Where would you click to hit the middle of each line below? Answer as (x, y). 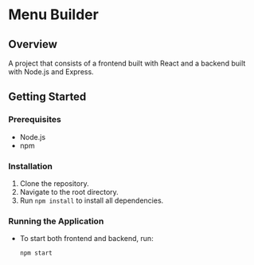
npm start (36, 253)
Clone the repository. (54, 183)
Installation (31, 166)
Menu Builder (54, 15)
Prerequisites (35, 120)
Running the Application (56, 221)
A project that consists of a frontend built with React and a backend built (127, 63)
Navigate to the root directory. (69, 192)
